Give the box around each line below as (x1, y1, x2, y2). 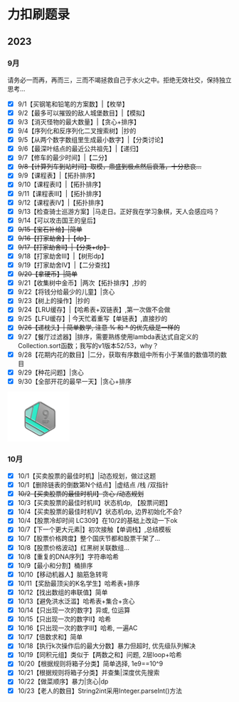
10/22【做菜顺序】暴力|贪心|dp (17, 677, 109, 686)
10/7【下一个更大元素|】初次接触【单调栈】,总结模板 (17, 525, 171, 534)
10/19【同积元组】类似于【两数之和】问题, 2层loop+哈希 (17, 651, 183, 659)
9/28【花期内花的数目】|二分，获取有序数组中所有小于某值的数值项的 (17, 350, 221, 359)
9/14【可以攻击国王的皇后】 (17, 215, 100, 225)
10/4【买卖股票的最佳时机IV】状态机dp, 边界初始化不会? (17, 507, 183, 516)
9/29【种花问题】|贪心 (17, 368, 84, 377)
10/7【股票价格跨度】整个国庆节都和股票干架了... (17, 534, 161, 543)
